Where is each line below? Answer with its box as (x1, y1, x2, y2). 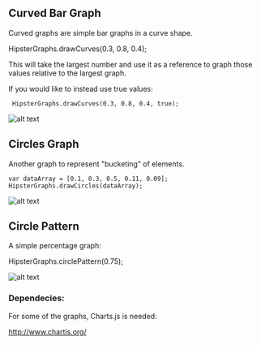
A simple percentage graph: (8, 241, 101, 251)
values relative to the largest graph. (8, 68, 127, 78)
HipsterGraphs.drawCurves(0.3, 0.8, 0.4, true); (11, 99, 180, 108)
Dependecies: (8, 292, 65, 304)
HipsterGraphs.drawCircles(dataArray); (8, 182, 143, 190)
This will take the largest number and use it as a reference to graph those (8, 59, 253, 69)
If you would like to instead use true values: (8, 84, 153, 93)
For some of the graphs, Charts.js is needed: (8, 311, 157, 321)
